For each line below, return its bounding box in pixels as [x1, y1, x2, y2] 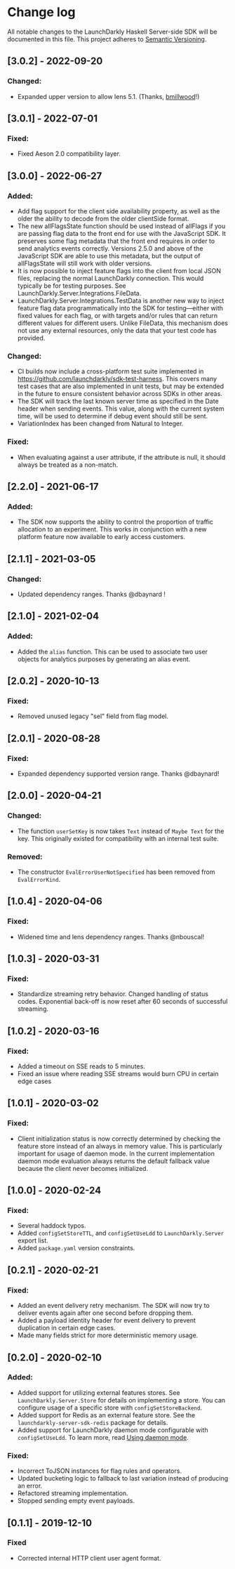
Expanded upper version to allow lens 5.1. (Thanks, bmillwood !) [17, 92, 200, 100]
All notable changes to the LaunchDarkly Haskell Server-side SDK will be [7, 27, 217, 36]
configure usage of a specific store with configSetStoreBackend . [17, 1403, 202, 1412]
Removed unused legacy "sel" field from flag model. [17, 712, 168, 720]
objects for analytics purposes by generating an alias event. [17, 654, 191, 663]
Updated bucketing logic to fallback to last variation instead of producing [17, 1474, 229, 1483]
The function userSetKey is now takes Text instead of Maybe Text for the [17, 826, 224, 835]
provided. [17, 334, 46, 342]
